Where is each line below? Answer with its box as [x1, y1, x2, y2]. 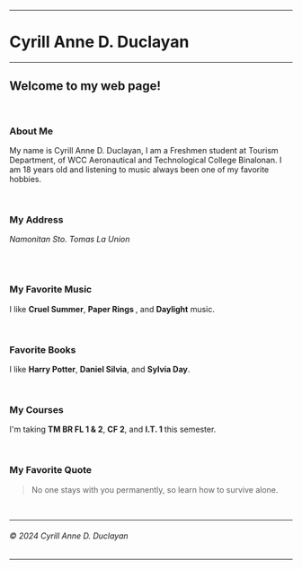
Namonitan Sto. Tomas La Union [9, 234, 130, 245]
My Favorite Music [9, 284, 93, 296]
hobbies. [9, 174, 42, 185]
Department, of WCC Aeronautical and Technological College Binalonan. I [9, 154, 282, 166]
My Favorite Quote [9, 464, 93, 477]
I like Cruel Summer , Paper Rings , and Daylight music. [9, 303, 216, 314]
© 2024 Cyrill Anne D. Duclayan [9, 530, 129, 541]
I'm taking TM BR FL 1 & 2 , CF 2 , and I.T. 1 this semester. [9, 424, 217, 435]
